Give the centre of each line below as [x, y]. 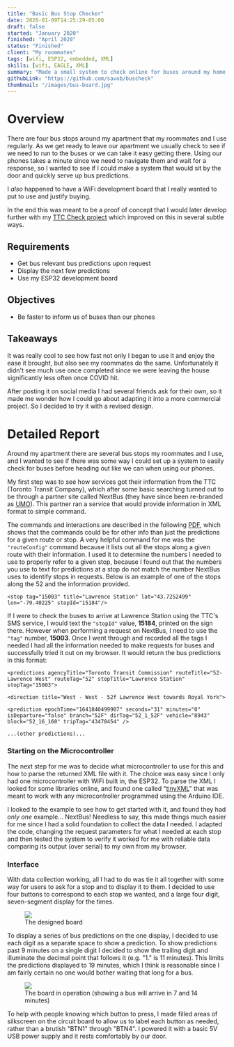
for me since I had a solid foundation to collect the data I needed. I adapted [115, 824]
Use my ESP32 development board [68, 278]
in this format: [27, 660]
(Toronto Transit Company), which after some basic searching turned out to [116, 489]
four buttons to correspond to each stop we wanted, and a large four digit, [114, 895]
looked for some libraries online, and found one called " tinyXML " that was [113, 788]
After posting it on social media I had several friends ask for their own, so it [115, 391]
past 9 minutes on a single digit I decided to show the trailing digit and [108, 950]
